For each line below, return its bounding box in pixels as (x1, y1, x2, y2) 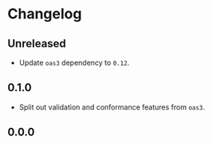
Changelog (7, 5, 82, 23)
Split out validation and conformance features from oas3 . (18, 102, 205, 112)
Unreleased (7, 37, 67, 50)
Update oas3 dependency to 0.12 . (18, 58, 130, 67)
